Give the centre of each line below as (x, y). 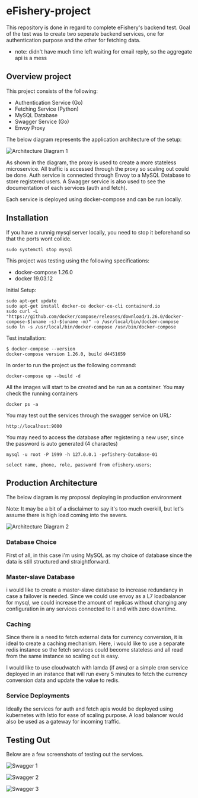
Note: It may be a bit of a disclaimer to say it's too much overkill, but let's (95, 509)
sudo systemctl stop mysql (39, 249)
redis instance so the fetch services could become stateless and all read (95, 650)
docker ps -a (22, 404)
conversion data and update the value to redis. (63, 680)
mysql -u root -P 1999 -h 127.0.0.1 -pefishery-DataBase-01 (82, 454)
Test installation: (26, 338)
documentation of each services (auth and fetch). (67, 187)
